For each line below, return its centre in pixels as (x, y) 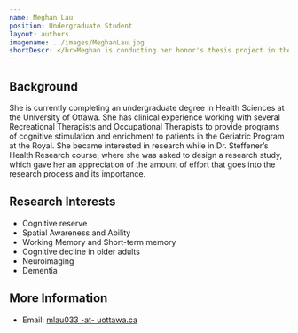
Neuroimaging (48, 261)
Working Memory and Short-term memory (99, 242)
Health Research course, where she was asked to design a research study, (145, 155)
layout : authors (39, 34)
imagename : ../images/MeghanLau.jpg (77, 42)
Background (43, 87)
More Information (59, 298)
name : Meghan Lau (41, 17)
